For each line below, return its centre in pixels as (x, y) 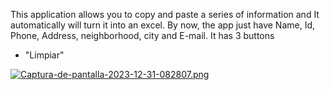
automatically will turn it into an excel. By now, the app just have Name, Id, (163, 25)
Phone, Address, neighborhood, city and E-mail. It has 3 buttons (142, 35)
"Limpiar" (44, 55)
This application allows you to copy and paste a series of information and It (165, 14)
